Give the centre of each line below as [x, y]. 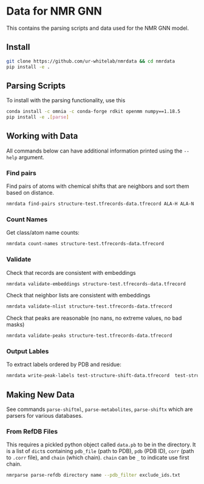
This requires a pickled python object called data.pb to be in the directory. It [101, 444]
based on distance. [30, 193]
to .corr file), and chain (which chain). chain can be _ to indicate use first [98, 458]
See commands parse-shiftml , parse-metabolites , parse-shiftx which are [100, 409]
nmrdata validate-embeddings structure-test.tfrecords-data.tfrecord [96, 284]
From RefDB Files [32, 432]
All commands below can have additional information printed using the [94, 151]
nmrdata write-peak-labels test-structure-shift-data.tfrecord [88, 376]
